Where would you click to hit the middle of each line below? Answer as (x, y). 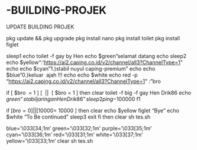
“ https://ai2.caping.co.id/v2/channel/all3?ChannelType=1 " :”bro (83, 81)
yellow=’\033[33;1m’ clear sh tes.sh (50, 141)
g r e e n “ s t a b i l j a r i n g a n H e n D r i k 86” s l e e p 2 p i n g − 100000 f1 (73, 99)
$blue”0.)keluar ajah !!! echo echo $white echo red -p (72, 75)
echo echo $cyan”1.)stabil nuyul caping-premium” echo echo (81, 68)
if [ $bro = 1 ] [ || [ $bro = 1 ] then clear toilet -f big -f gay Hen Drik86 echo (98, 92)
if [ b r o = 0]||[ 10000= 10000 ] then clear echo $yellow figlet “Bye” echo (93, 110)
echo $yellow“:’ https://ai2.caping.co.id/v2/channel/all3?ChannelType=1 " (95, 62)
